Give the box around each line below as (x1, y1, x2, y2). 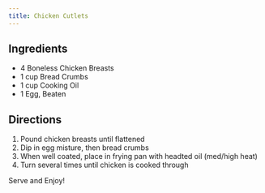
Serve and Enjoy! (8, 176, 66, 186)
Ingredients (8, 42, 68, 56)
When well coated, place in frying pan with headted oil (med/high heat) (19, 152, 258, 161)
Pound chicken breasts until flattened (19, 135, 145, 144)
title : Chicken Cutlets (8, 11, 89, 20)
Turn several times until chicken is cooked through (19, 160, 189, 170)
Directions (8, 113, 62, 127)
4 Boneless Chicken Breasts (19, 63, 115, 73)
